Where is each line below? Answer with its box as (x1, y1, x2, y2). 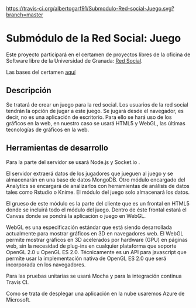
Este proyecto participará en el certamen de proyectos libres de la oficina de (6, 51, 191, 58)
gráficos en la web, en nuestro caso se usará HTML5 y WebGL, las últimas (6, 119, 185, 126)
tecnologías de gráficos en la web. (6, 126, 90, 133)
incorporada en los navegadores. (6, 261, 86, 268)
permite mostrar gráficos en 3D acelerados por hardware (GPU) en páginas (6, 236, 188, 243)
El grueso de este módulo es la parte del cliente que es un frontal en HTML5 (6, 200, 190, 207)
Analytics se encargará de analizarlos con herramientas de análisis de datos (6, 182, 190, 189)
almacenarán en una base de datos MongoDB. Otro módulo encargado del (6, 176, 185, 183)
